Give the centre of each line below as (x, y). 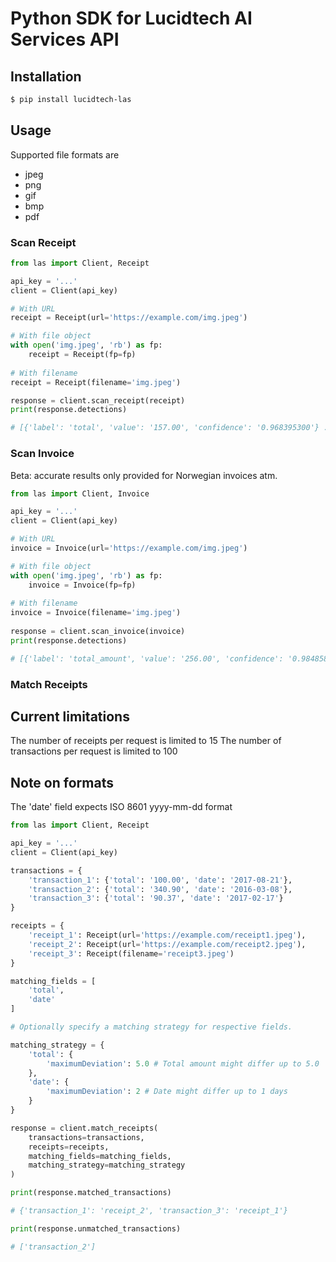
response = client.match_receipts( (84, 1128)
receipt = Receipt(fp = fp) (82, 355)
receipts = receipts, (69, 1147)
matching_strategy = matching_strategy (107, 1165)
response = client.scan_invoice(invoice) (98, 632)
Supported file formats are (65, 154)
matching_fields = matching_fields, (100, 1156)
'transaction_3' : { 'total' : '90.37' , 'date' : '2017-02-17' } (156, 898)
